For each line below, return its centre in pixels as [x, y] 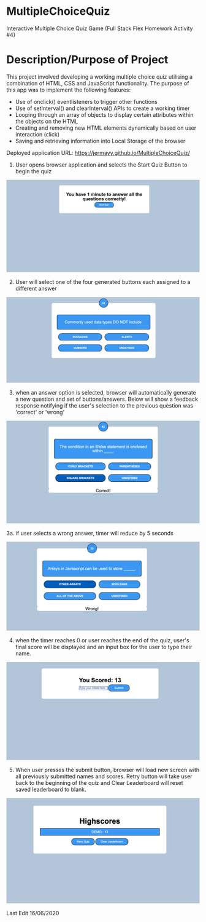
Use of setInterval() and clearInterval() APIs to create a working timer [102, 108]
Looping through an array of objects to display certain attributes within [104, 114]
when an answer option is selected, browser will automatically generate [105, 392]
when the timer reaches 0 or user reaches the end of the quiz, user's [102, 640]
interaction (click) [37, 134]
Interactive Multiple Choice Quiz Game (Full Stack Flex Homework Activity [100, 28]
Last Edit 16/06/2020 [33, 913]
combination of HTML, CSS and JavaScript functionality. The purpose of [98, 83]
